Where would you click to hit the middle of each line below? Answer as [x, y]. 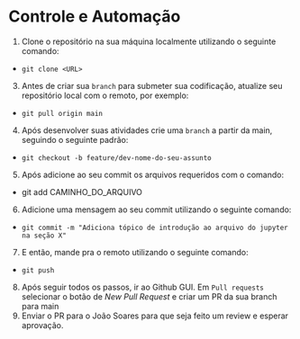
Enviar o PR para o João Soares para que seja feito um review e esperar [155, 316]
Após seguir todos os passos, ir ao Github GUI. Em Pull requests [143, 287]
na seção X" [44, 236]
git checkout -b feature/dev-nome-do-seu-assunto [117, 158]
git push [38, 270]
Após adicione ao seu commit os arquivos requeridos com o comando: [153, 174]
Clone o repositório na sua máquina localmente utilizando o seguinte [149, 41]
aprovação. [42, 325]
